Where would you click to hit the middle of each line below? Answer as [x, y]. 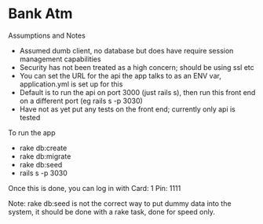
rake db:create [43, 148]
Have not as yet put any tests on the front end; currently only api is [127, 109]
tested [30, 117]
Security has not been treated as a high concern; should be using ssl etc [137, 67]
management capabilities [60, 59]
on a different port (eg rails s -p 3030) [81, 101]
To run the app [32, 132]
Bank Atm [40, 14]
